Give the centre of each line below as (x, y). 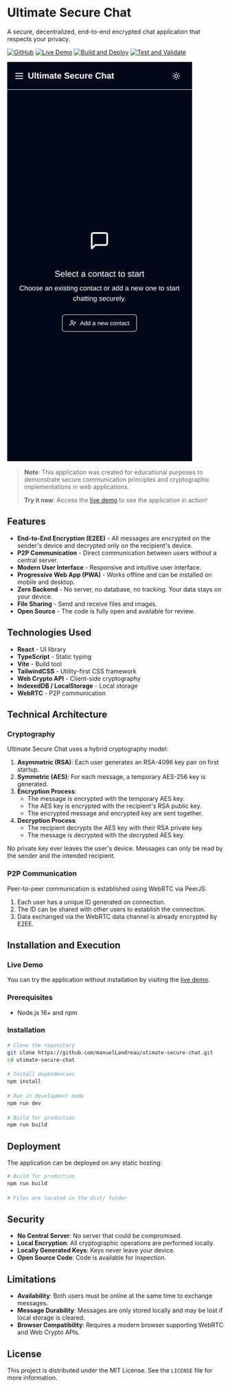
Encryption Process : (47, 791)
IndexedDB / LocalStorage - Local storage (78, 686)
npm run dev (24, 1103)
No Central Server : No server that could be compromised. (100, 1236)
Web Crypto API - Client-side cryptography (79, 678)
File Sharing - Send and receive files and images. (87, 604)
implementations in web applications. (77, 487)
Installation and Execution (64, 945)
